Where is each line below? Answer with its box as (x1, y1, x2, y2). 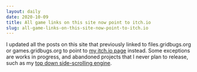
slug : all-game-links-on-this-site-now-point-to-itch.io (6, 25, 149, 31)
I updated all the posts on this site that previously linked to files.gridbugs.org (6, 41, 191, 48)
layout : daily (6, 8, 41, 15)
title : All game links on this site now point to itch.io (6, 19, 151, 25)
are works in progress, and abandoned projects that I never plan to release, (6, 53, 189, 60)
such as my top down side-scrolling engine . (6, 60, 112, 67)
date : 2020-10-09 (6, 14, 49, 20)
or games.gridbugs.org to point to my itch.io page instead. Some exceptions (6, 47, 191, 54)
